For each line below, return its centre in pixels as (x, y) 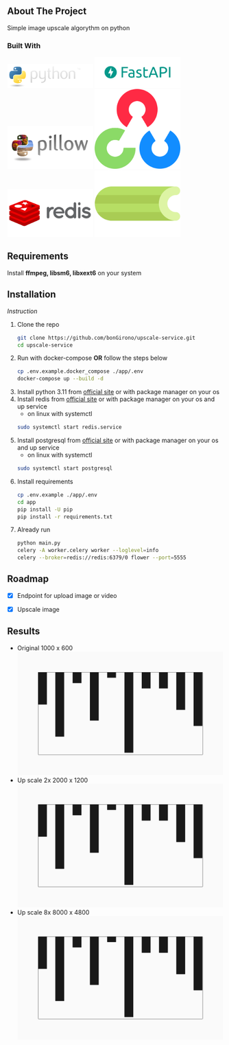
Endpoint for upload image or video (67, 595)
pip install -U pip (45, 509)
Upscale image (38, 609)
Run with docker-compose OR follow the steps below (92, 358)
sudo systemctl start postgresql (65, 469)
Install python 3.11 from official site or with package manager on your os (118, 392)
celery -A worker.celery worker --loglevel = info (88, 551)
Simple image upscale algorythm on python (69, 27)
